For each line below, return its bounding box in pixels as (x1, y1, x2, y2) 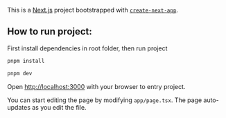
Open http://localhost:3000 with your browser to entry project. (7, 82, 186, 90)
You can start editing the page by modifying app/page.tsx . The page (7, 96, 202, 104)
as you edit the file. (32, 103, 87, 111)
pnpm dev (7, 70, 33, 77)
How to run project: (7, 26, 92, 37)
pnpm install (7, 57, 45, 64)
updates (7, 103, 31, 111)
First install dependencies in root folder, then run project (7, 44, 168, 52)
